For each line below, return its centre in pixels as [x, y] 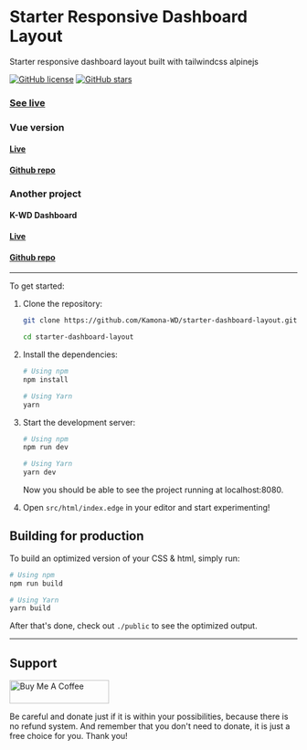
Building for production [77, 536]
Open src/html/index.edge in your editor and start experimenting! [146, 508]
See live [27, 102]
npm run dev [45, 448]
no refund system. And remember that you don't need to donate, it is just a [150, 726]
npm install [45, 380]
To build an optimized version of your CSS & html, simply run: [125, 558]
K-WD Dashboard [43, 216]
